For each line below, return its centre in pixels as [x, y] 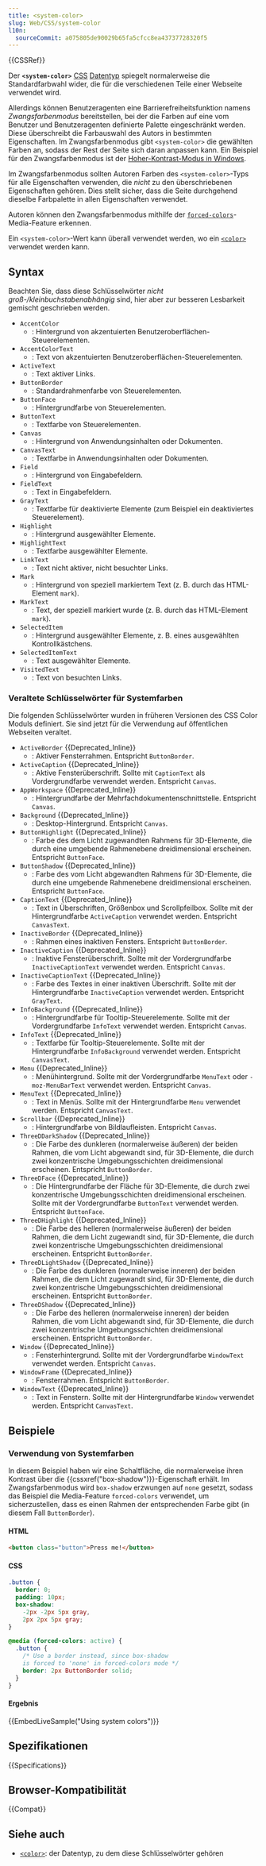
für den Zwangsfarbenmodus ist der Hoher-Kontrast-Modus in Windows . [127, 159]
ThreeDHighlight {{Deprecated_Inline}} [83, 1220]
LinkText [34, 561]
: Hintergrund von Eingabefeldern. [87, 475]
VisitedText [39, 670]
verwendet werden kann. [49, 247]
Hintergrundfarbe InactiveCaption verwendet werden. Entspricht [138, 993]
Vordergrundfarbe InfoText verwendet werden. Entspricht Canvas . [139, 1026]
